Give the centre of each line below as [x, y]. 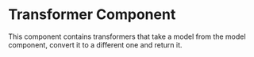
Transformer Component [92, 15]
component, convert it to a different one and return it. [95, 44]
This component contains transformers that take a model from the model [127, 36]
